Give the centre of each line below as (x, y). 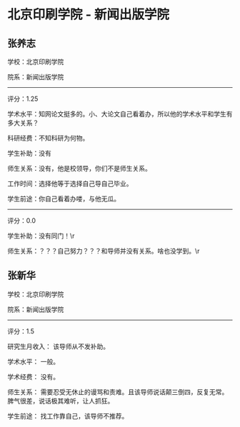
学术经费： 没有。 (33, 376)
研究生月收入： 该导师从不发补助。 (58, 346)
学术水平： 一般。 (33, 361)
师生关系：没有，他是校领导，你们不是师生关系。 (79, 168)
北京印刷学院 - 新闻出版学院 (89, 15)
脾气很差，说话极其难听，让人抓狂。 (61, 401)
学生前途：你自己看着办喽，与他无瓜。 (64, 199)
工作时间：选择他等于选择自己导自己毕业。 (70, 184)
